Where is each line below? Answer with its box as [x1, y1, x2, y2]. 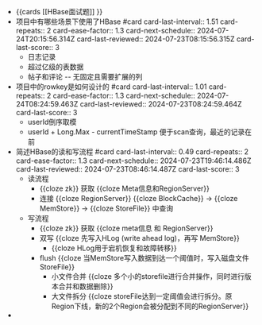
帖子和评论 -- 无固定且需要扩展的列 [27, 72, 143, 81]
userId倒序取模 [27, 118, 77, 126]
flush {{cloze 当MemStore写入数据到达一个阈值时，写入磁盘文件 [39, 253, 249, 262]
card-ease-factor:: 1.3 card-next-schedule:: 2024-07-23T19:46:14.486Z [15, 156, 252, 165]
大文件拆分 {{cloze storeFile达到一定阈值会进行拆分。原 [51, 292, 233, 300]
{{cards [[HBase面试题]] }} [15, 7, 103, 16]
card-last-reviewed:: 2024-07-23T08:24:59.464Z [79, 99, 242, 109]
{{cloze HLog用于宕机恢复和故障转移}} [51, 243, 177, 253]
